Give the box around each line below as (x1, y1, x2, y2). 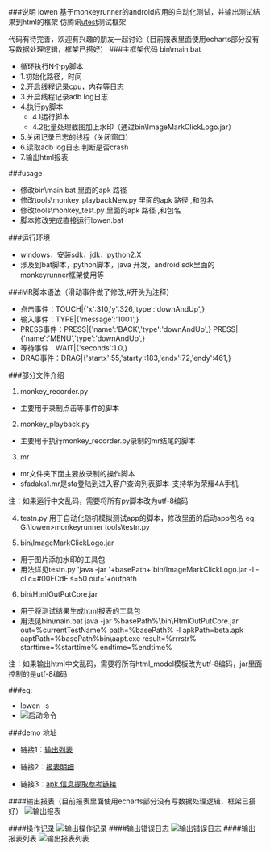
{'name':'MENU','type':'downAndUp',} (19, 333, 146, 343)
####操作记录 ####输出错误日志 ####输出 (8, 824, 256, 833)
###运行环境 (8, 233, 51, 242)
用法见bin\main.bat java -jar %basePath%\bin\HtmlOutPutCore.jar (19, 616, 239, 626)
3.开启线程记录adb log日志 (19, 92, 109, 101)
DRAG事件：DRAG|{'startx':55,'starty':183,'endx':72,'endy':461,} (19, 354, 231, 363)
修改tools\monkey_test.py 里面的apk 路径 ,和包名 (19, 205, 181, 215)
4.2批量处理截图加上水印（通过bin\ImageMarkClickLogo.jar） (31, 122, 236, 132)
